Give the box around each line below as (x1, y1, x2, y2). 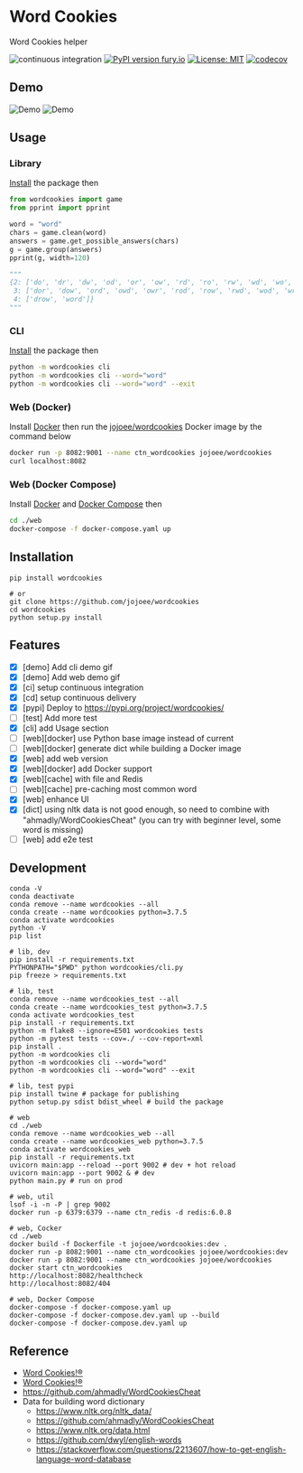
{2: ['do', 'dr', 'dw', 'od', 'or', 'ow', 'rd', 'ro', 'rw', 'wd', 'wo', (9, 278, 293, 287)
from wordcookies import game (9, 195, 124, 204)
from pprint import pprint (9, 203, 111, 213)
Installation (9, 549, 74, 565)
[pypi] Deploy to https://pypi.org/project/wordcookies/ (22, 702, 225, 713)
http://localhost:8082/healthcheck (9, 1272, 143, 1281)
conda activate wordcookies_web (9, 1145, 131, 1154)
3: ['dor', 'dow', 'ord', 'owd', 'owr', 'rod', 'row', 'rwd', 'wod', (13, 286, 280, 295)
